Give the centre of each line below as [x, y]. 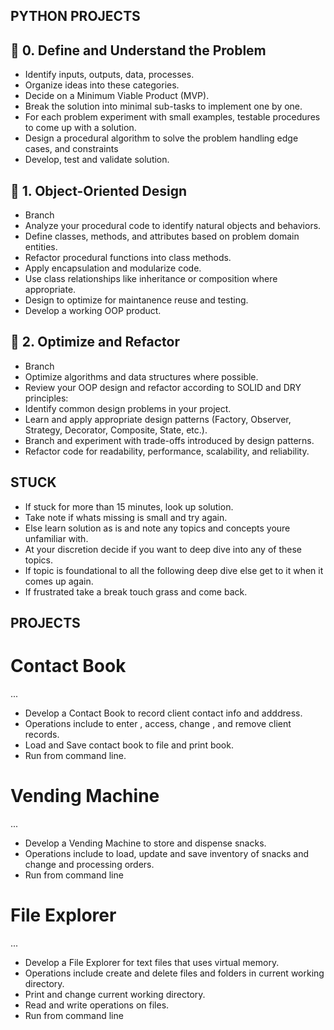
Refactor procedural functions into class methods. [128, 258]
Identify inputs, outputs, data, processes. [109, 75]
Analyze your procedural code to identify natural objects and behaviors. [173, 226]
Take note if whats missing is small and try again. [126, 517]
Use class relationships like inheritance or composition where [151, 279]
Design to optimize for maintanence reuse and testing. [136, 300]
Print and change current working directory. [115, 994]
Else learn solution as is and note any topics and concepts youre [157, 528]
